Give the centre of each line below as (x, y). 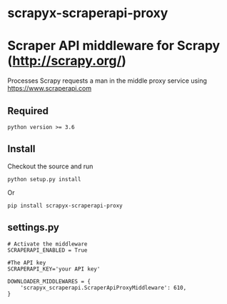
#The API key (27, 263)
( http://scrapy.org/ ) (67, 61)
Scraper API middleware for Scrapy (114, 46)
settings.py (33, 227)
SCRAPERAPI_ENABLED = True (47, 250)
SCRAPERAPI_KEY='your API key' (54, 269)
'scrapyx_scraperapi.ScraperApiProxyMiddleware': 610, (104, 288)
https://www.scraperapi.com (49, 88)
